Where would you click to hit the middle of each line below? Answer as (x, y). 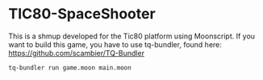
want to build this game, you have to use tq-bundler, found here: (115, 44)
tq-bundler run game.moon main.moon (70, 68)
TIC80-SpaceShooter (82, 14)
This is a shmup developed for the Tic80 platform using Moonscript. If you (132, 36)
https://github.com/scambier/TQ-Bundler (77, 53)
